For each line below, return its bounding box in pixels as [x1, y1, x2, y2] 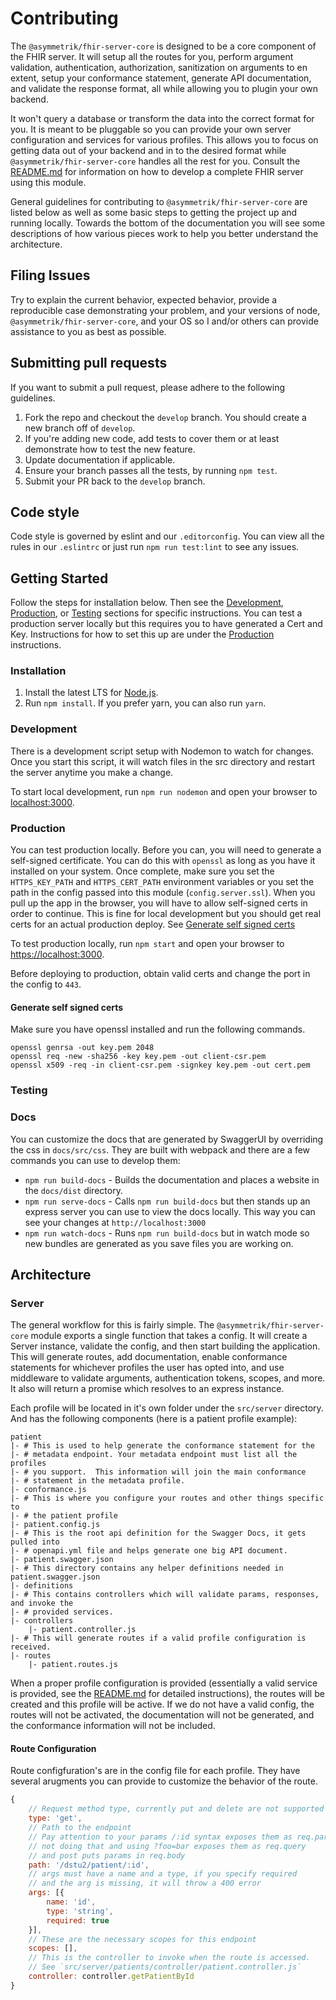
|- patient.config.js [10, 1520, 101, 1530]
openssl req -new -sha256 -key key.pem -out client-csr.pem [10, 1052, 267, 1062]
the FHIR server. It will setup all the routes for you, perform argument [10, 50, 294, 62]
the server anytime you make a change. [10, 766, 174, 778]
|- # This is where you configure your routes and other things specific [10, 1493, 325, 1504]
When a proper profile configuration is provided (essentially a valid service [10, 1677, 318, 1689]
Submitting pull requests [10, 355, 168, 372]
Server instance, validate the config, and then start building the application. [10, 1340, 321, 1352]
